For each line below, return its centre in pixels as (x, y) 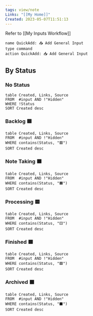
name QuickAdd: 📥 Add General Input (44, 43)
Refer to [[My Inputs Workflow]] (38, 34)
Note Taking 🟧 (23, 162)
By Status (21, 70)
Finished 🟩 (19, 242)
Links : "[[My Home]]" (28, 15)
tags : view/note (22, 10)
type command (19, 49)
